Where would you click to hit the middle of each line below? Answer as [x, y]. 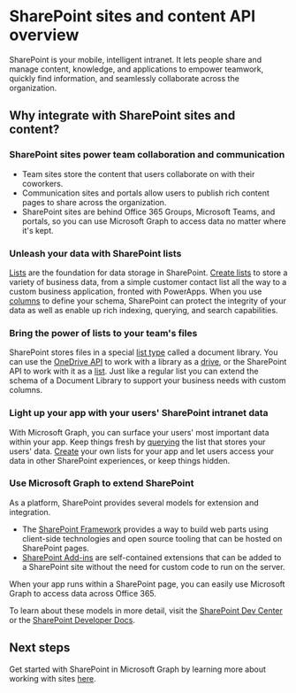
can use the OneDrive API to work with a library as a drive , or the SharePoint [148, 362]
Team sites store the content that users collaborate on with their [138, 173]
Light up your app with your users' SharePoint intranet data [139, 413]
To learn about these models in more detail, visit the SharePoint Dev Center [146, 610]
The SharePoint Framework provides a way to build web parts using [145, 529]
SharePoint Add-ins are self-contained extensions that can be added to [152, 557]
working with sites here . [53, 678]
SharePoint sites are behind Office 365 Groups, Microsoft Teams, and [148, 212]
